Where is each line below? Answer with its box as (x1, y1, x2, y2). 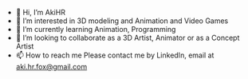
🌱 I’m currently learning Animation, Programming (15, 25, 176, 34)
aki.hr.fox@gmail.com (15, 62, 88, 71)
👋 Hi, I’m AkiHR (15, 8, 66, 17)
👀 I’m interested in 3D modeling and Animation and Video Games (15, 16, 229, 26)
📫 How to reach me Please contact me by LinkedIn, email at (15, 50, 215, 60)
